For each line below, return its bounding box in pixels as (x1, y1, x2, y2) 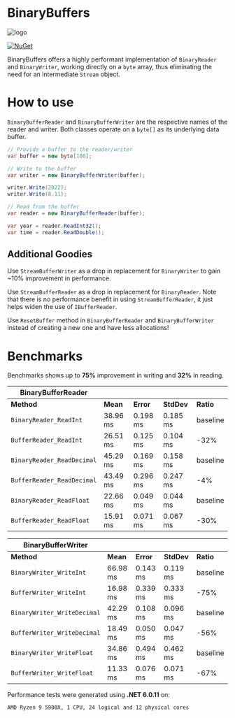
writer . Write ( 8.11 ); (7, 191, 68, 198)
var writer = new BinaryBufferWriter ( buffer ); (7, 171, 145, 179)
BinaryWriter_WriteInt (10, 568, 86, 577)
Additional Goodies (7, 248, 93, 260)
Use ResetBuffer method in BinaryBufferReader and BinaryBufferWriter (7, 316, 215, 324)
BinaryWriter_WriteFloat (10, 649, 94, 657)
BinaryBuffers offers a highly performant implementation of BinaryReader (7, 55, 217, 64)
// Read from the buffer (7, 203, 80, 210)
